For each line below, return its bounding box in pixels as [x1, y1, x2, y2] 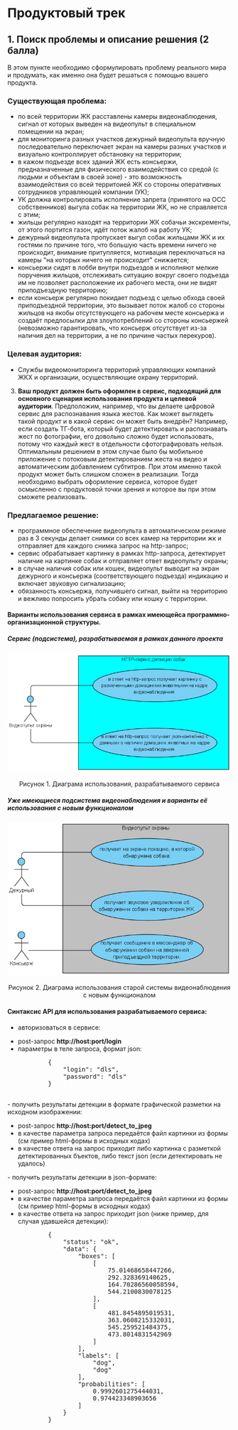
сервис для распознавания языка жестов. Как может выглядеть [17, 409, 214, 417]
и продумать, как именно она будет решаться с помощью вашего [7, 71, 208, 79]
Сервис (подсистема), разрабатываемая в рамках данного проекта [7, 634, 224, 643]
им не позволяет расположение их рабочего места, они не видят [17, 279, 217, 287]
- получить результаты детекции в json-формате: [7, 1173, 158, 1181]
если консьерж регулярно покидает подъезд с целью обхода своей [17, 294, 225, 302]
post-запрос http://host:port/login [17, 1037, 122, 1045]
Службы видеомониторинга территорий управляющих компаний [17, 365, 216, 374]
